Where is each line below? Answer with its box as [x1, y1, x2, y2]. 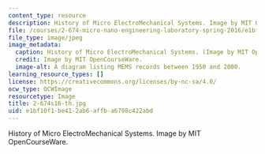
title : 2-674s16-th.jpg [8, 100, 87, 107]
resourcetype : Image [8, 92, 77, 100]
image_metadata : [8, 41, 62, 49]
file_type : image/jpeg [8, 33, 83, 42]
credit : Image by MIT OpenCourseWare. [15, 56, 144, 64]
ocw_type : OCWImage [8, 85, 73, 93]
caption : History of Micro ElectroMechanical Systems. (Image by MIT [15, 48, 248, 56]
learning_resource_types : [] [8, 70, 104, 78]
